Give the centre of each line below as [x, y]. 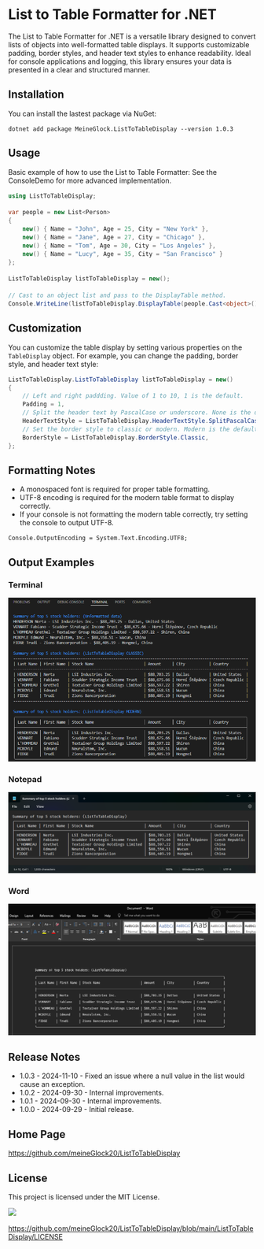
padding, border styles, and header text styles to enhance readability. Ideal [130, 53]
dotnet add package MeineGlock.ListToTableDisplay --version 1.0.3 [121, 129]
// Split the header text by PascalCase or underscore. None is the [137, 413]
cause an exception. [52, 1084]
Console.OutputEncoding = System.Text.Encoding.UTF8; [98, 538]
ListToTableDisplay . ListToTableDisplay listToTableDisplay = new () [121, 380]
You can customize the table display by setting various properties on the [125, 347]
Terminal [26, 584]
